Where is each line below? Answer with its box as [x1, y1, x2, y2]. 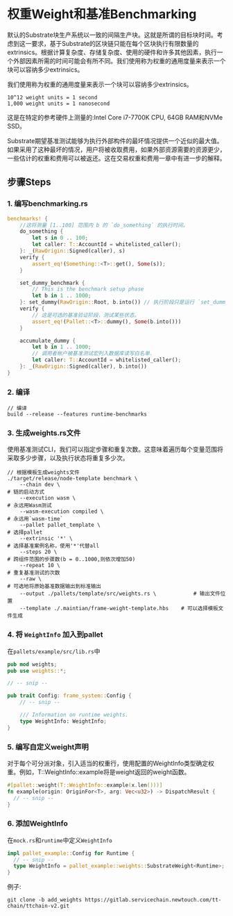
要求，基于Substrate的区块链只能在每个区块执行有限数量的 [31, 39, 199, 47]
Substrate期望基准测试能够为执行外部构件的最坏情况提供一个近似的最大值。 [7, 136, 223, 145]
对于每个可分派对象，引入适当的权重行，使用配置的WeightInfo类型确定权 [7, 759, 215, 767]
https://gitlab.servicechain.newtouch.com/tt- [84, 897, 222, 903]
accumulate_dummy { [19, 337, 76, 344]
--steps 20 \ [19, 548, 58, 556]
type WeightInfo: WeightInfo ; [19, 717, 107, 725]
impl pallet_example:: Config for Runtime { [7, 849, 135, 857]
